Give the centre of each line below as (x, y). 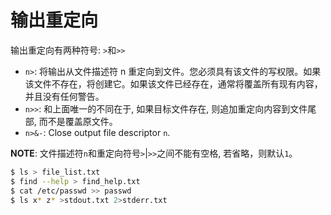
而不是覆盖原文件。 (78, 121)
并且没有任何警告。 (64, 96)
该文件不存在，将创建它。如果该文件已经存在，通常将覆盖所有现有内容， (173, 83)
